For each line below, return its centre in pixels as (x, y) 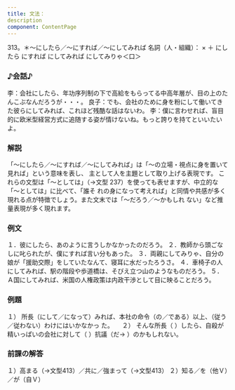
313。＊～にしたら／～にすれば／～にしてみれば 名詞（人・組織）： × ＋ (110, 48)
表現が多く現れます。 (44, 208)
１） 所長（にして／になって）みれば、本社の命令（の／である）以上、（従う (117, 316)
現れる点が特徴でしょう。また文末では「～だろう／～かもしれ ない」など (112, 199)
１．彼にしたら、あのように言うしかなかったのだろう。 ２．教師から (106, 245)
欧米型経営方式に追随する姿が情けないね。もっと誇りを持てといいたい (121, 119)
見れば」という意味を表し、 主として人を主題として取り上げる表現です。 (112, 173)
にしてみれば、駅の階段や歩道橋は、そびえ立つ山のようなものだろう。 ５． (115, 271)
